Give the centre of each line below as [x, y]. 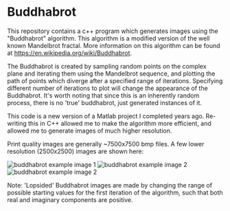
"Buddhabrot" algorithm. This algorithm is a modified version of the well [108, 38]
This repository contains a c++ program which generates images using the [113, 31]
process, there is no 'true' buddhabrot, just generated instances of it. [105, 102]
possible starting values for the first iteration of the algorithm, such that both [115, 192]
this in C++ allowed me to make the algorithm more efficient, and [120, 123]
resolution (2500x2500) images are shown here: [76, 151]
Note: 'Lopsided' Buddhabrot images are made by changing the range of [110, 185]
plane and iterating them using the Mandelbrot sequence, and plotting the [111, 74]
